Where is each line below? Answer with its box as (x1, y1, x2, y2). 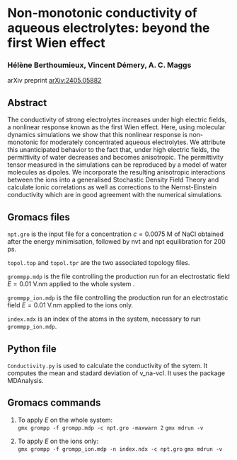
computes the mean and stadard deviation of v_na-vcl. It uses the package (7, 369, 225, 377)
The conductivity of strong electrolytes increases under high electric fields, (7, 115, 227, 124)
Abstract (7, 97, 47, 109)
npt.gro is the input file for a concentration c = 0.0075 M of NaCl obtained (7, 230, 224, 238)
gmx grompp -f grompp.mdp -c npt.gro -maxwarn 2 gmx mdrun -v (17, 424, 204, 432)
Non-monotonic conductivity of (7, 5, 198, 21)
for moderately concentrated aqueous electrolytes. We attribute (40, 138, 226, 146)
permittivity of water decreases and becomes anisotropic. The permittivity (7, 153, 224, 162)
